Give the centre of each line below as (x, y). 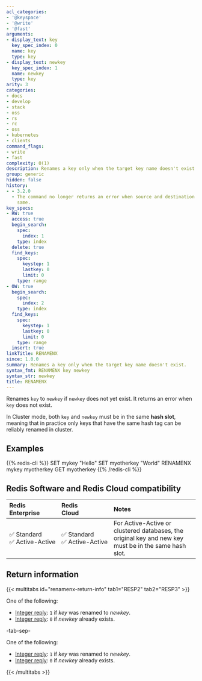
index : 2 (33, 303)
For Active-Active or (142, 523)
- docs (14, 96)
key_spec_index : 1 (35, 68)
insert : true (28, 348)
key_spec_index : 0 (35, 46)
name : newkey (28, 74)
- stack (16, 107)
